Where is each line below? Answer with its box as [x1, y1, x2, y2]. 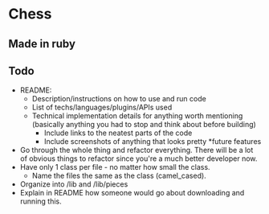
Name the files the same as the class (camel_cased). [31, 171, 206, 181]
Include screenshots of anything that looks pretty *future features [43, 137, 262, 146]
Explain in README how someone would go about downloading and [19, 188, 245, 198]
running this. [19, 196, 62, 206]
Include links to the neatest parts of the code [43, 128, 193, 138]
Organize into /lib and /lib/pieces [19, 179, 128, 189]
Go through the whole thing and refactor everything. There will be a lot [19, 146, 254, 155]
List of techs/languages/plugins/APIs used [31, 102, 173, 113]
